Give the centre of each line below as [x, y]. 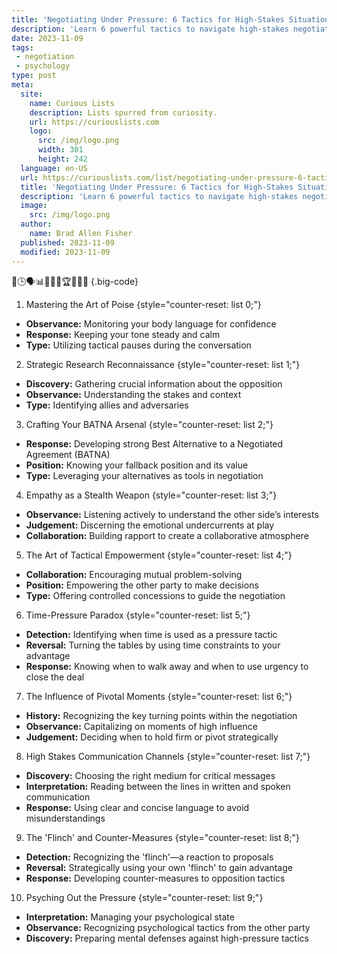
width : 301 [60, 150]
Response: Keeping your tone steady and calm [123, 334]
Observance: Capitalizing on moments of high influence [141, 726]
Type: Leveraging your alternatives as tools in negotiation [144, 475]
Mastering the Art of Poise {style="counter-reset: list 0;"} [143, 304]
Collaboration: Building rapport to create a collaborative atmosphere [167, 535]
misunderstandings [65, 818]
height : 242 [62, 159]
